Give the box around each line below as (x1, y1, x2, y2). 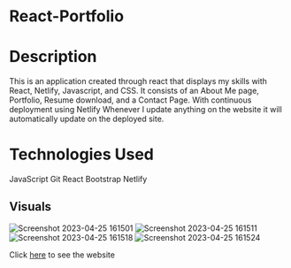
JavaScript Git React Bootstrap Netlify (9, 174, 148, 185)
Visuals (9, 199, 51, 214)
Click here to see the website (9, 249, 115, 260)
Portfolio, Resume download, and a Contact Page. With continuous (9, 95, 252, 105)
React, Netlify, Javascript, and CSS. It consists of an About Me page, (9, 86, 259, 96)
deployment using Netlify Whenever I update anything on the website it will (9, 104, 283, 115)
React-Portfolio (9, 6, 125, 27)
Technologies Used (9, 144, 155, 165)
